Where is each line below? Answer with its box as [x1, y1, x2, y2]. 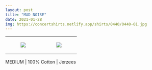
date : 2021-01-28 [5, 17, 42, 22]
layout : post [5, 7, 33, 13]
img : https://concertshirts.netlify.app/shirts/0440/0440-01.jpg [5, 21, 147, 27]
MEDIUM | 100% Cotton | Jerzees [5, 59, 77, 65]
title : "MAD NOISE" [5, 12, 47, 17]
